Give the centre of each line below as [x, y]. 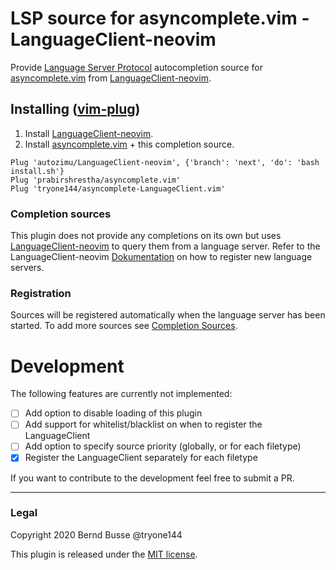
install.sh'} [37, 171]
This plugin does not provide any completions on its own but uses [146, 236]
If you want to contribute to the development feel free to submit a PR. [152, 478]
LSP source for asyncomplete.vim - [160, 18]
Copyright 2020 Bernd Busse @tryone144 [96, 534]
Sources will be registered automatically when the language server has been [168, 315]
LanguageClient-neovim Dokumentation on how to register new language [161, 257]
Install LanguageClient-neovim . [89, 133]
